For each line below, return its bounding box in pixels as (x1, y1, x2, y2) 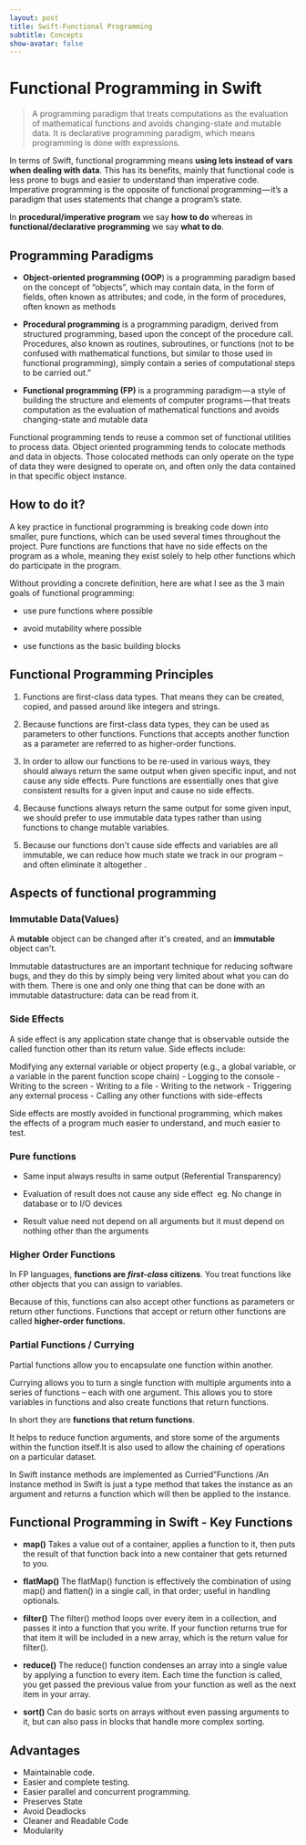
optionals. (22, 1595, 61, 1607)
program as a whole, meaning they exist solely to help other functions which (9, 550, 296, 561)
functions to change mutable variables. (22, 822, 170, 833)
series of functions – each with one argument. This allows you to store (9, 1387, 273, 1398)
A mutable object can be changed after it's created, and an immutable (9, 933, 276, 945)
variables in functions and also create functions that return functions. (9, 1396, 269, 1407)
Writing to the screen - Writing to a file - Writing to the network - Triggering (9, 1080, 291, 1091)
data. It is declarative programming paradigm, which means (31, 128, 256, 139)
